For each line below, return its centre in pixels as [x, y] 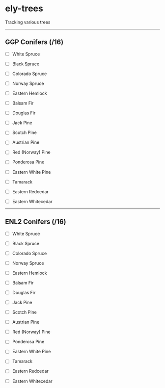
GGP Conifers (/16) [34, 42]
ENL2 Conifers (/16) [36, 222]
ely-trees [24, 9]
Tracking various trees [28, 22]
